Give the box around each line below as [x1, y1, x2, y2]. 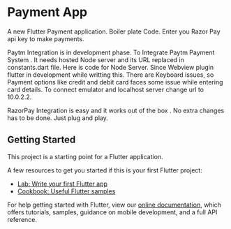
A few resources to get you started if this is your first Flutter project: [7, 165, 202, 175]
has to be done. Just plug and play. [7, 113, 108, 122]
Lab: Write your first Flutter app [17, 179, 108, 188]
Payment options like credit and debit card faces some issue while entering [7, 77, 223, 86]
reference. [7, 215, 37, 223]
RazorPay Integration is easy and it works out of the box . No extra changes [7, 106, 225, 114]
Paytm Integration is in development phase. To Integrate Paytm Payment [7, 48, 215, 57]
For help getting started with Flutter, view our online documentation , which [7, 200, 222, 209]
